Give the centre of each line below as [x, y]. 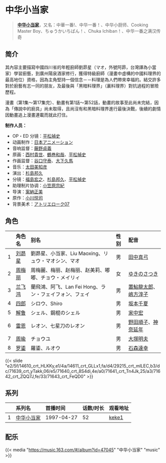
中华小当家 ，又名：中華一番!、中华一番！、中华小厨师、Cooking [83, 25]
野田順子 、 [141, 322]
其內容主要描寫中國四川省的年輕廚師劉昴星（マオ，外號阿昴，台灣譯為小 [79, 67]
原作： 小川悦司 [27, 198]
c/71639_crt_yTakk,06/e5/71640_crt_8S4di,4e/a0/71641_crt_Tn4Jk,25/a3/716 [83, 371]
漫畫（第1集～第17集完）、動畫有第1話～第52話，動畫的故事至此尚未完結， [80, 103]
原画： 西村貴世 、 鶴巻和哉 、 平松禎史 [49, 154]
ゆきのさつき [143, 274]
